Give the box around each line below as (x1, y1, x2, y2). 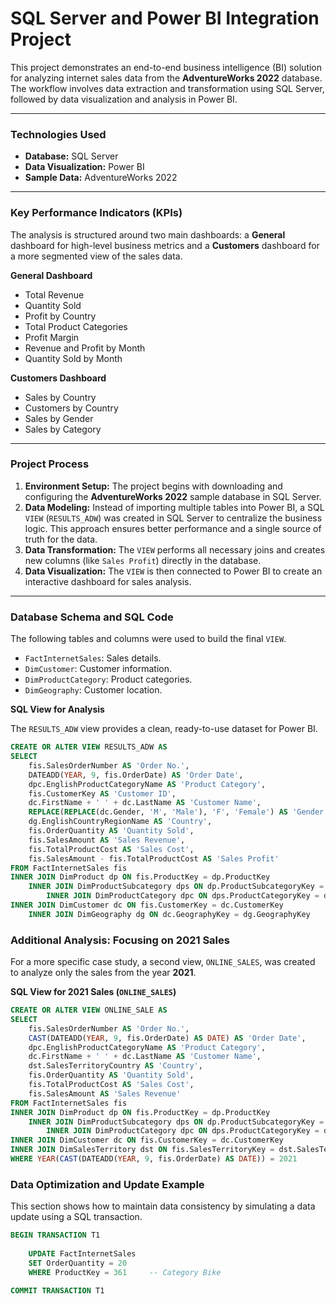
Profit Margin (24, 331, 80, 343)
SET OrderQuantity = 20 (28, 1258, 128, 1268)
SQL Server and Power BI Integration (10, 7, 320, 30)
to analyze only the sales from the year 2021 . (10, 967, 197, 979)
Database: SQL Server (24, 150, 119, 162)
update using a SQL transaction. (10, 1211, 143, 1223)
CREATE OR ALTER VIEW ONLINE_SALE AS (10, 1005, 168, 1016)
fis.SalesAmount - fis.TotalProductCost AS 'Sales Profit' (28, 853, 280, 864)
